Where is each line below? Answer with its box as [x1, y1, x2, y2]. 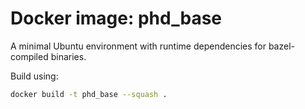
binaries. [50, 50, 87, 62]
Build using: [10, 70, 59, 82]
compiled [10, 50, 49, 62]
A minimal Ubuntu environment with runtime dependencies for [10, 40, 267, 52]
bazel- [268, 40, 295, 52]
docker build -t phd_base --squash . [10, 89, 168, 99]
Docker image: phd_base [10, 7, 222, 30]
